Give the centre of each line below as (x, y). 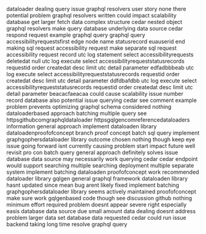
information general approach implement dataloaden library (82, 126)
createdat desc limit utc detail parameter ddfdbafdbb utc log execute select (102, 80)
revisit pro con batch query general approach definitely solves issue (92, 152)
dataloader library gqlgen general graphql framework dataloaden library (97, 178)
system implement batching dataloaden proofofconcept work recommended (103, 172)
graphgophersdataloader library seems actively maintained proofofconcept (101, 192)
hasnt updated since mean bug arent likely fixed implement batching (93, 185)
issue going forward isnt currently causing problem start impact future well (101, 146)
